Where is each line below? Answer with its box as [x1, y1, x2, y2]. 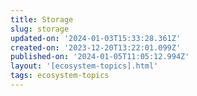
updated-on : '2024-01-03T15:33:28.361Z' [10, 33, 182, 43]
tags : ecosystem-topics [10, 71, 110, 81]
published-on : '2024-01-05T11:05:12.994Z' [10, 52, 190, 62]
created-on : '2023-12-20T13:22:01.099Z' [10, 42, 182, 53]
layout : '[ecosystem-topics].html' [10, 61, 159, 71]
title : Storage [10, 14, 74, 25]
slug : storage [10, 24, 70, 34]
